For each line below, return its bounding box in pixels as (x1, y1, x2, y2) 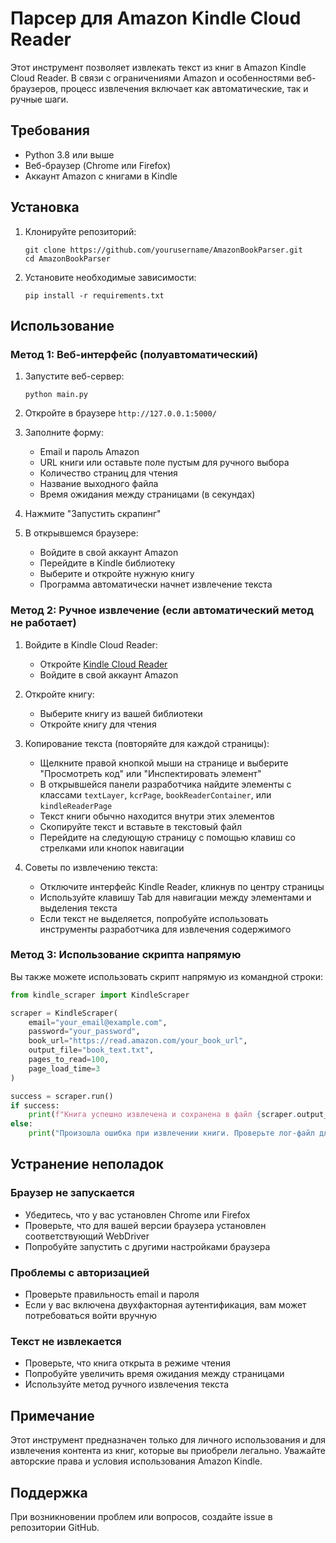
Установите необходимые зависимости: (24, 271, 197, 283)
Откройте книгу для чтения (39, 718, 157, 730)
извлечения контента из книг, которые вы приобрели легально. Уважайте (10, 1445, 326, 1457)
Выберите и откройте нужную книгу (39, 568, 195, 580)
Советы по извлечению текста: (24, 861, 158, 873)
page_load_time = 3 (28, 1063, 101, 1074)
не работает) (10, 616, 77, 630)
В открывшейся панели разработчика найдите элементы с (39, 778, 292, 790)
